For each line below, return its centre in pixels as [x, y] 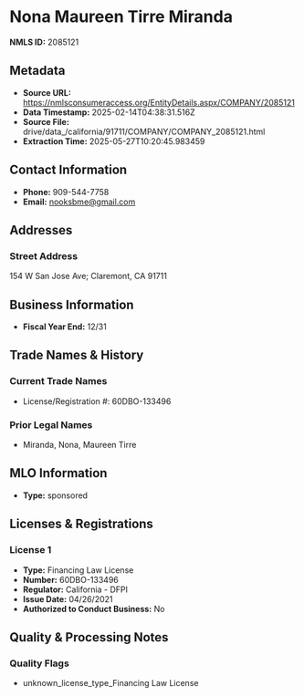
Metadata [37, 71]
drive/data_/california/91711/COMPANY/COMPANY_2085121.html [144, 131]
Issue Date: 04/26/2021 [68, 598]
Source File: [46, 121]
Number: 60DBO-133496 [70, 579]
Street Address [44, 255]
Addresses [41, 230]
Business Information [72, 304]
